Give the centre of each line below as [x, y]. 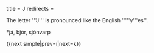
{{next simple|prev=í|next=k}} [44, 44]
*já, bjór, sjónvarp [28, 32]
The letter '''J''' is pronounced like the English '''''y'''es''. [77, 20]
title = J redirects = [30, 9]
